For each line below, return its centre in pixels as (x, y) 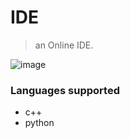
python (39, 123)
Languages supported (65, 90)
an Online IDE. (64, 45)
